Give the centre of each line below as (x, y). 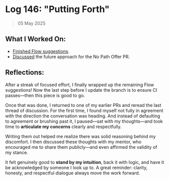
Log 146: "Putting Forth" (58, 9)
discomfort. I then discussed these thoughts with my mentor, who (73, 142)
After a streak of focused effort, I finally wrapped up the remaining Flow (80, 85)
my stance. (17, 152)
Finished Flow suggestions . (41, 51)
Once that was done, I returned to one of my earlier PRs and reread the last (83, 105)
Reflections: (25, 72)
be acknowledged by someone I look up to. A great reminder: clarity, (76, 167)
